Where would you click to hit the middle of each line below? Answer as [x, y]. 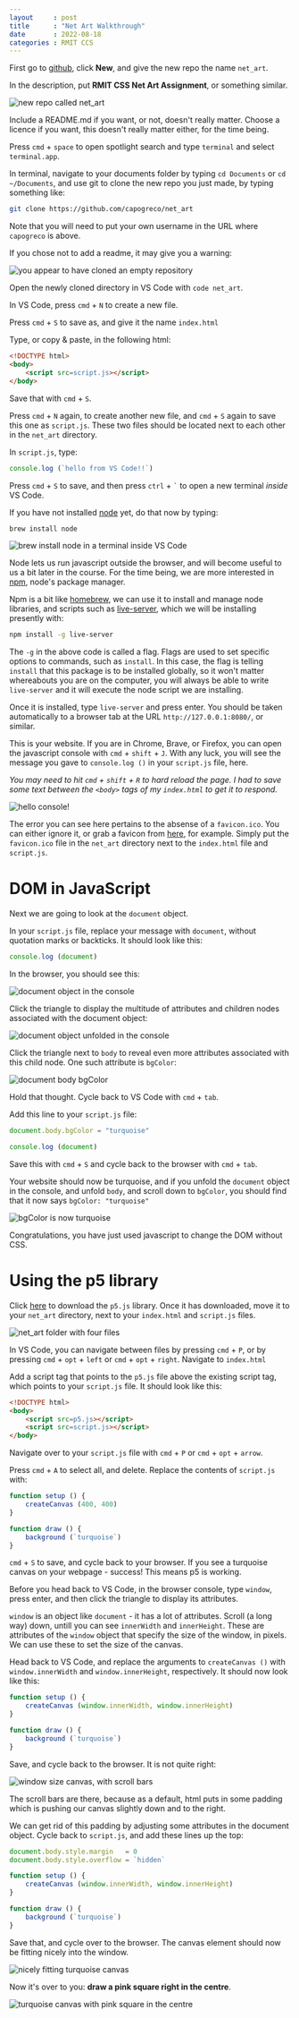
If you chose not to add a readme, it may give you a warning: [120, 253]
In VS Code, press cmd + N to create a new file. [94, 305]
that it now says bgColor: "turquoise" [79, 1200]
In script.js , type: [43, 452]
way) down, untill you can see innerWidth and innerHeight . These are [137, 1626]
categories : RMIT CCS [51, 43]
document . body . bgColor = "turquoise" [79, 1131]
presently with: [37, 618]
